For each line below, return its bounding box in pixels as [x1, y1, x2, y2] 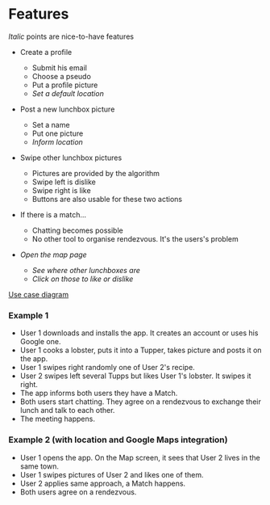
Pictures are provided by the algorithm [31, 168, 160, 178]
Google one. [19, 337, 61, 347]
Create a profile [19, 47, 73, 57]
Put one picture [31, 128, 84, 138]
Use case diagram [8, 289, 69, 299]
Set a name [31, 120, 70, 129]
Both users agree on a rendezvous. [19, 486, 137, 497]
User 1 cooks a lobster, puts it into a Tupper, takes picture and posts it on [19, 345, 262, 356]
